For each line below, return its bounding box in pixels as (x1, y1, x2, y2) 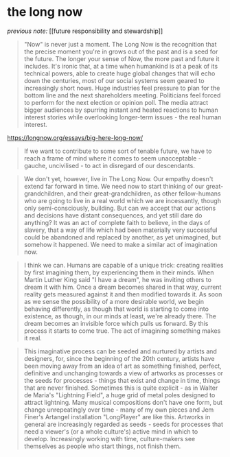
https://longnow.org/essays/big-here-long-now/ (7, 133, 143, 141)
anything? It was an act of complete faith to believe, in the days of (23, 218, 211, 226)
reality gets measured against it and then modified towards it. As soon (23, 290, 222, 298)
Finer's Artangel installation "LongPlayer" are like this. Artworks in (23, 412, 211, 421)
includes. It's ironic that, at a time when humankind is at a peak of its (23, 62, 218, 70)
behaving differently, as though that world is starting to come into (23, 305, 209, 313)
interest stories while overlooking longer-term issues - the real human (23, 113, 222, 121)
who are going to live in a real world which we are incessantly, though (23, 196, 222, 204)
